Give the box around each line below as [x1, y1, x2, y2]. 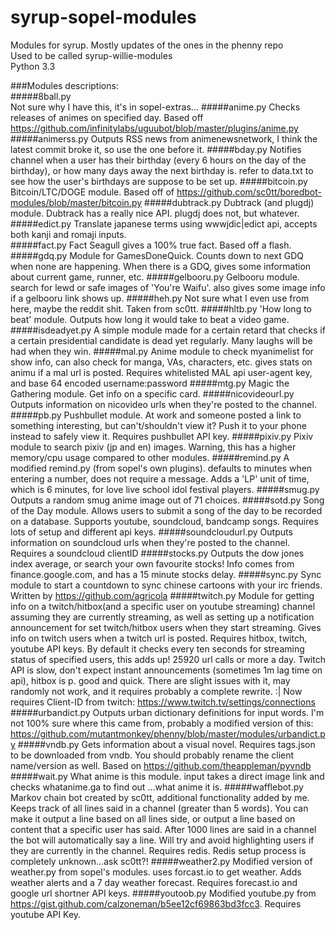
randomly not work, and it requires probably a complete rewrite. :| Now [10, 685, 303, 697]
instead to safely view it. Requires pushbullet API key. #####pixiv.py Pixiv [10, 430, 314, 442]
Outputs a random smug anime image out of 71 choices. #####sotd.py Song [10, 494, 325, 506]
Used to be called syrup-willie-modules [10, 49, 173, 61]
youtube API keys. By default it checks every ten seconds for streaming [10, 642, 305, 655]
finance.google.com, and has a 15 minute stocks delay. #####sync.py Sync [10, 568, 322, 580]
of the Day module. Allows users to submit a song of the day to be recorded [10, 504, 323, 516]
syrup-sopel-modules [10, 6, 197, 29]
